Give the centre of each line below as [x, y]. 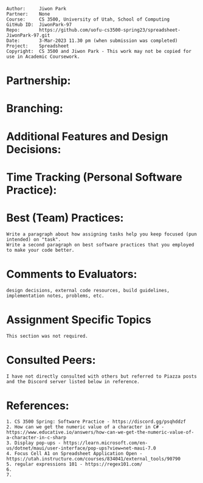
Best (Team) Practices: [65, 217]
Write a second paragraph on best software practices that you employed [100, 245]
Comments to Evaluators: [72, 274]
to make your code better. [40, 250]
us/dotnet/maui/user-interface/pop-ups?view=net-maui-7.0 [81, 448]
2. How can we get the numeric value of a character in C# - [85, 427]
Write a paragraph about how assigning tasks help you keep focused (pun [102, 234]
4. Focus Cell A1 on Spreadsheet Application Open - [74, 454]
